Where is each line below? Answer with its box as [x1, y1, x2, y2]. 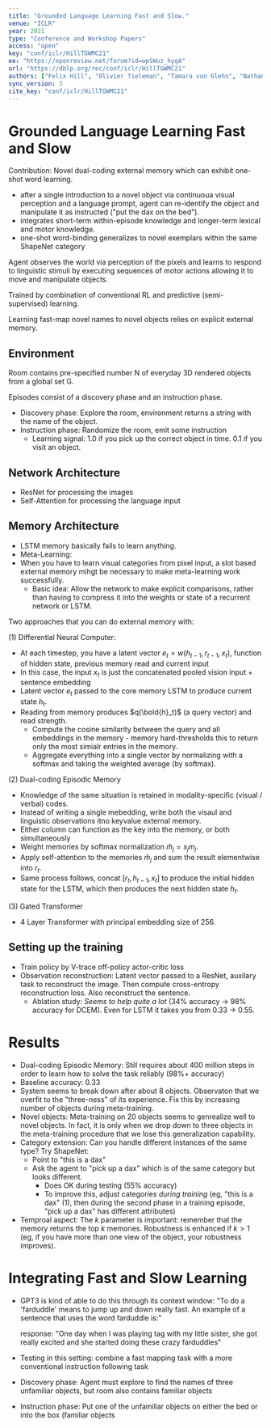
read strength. [19, 715, 68, 725]
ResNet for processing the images [19, 487, 134, 497]
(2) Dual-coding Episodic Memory [8, 774, 121, 784]
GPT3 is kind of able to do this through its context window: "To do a [19, 1295, 245, 1305]
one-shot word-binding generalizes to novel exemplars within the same [19, 233, 257, 243]
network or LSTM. [31, 600, 93, 611]
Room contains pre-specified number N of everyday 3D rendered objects [8, 368, 252, 378]
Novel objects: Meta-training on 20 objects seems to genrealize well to [19, 1112, 256, 1121]
